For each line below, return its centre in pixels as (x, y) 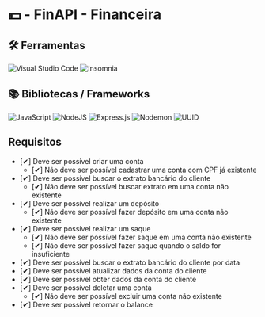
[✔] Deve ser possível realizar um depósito (89, 203)
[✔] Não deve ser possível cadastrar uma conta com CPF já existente (144, 170)
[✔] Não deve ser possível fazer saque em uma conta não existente (141, 237)
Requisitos (35, 142)
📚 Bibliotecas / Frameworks (79, 94)
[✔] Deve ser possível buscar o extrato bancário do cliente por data (130, 262)
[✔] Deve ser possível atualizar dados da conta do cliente (113, 270)
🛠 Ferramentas (47, 45)
